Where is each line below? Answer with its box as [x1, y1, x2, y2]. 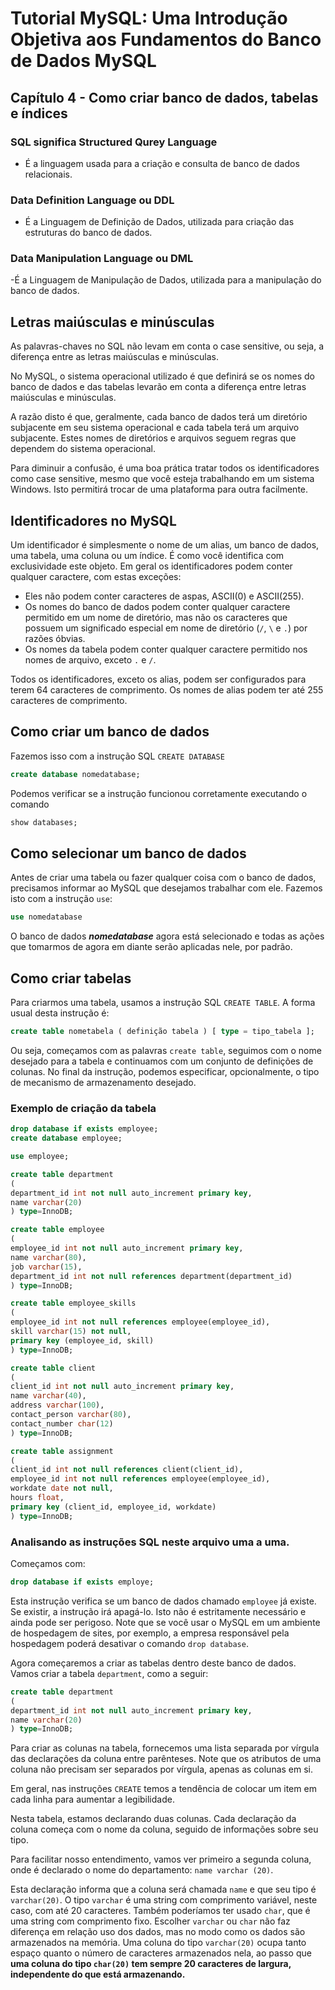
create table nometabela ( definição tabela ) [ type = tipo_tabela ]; [10, 1027, 315, 1037]
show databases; [10, 817, 78, 827]
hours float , [10, 1493, 65, 1503]
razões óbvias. [24, 633, 86, 645]
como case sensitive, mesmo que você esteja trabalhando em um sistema [10, 473, 315, 485]
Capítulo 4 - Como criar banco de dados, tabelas [10, 89, 319, 106]
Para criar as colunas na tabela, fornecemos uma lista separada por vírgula [10, 1742, 320, 1754]
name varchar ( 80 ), [10, 1252, 87, 1262]
